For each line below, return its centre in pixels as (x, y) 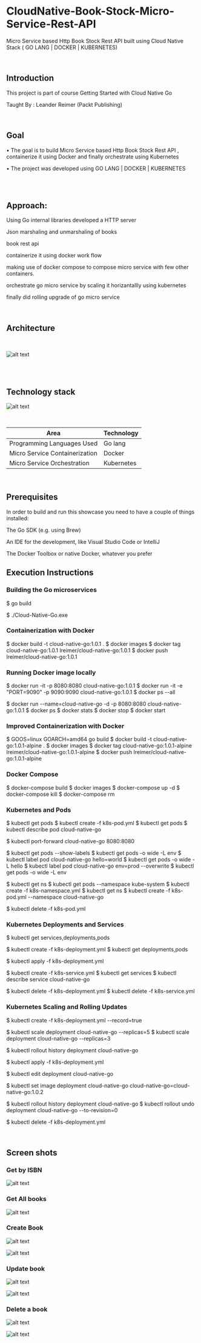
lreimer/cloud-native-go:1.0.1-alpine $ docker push (69, 752)
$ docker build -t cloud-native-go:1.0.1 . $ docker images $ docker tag (94, 644)
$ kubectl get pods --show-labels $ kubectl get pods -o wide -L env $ (94, 853)
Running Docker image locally (51, 672)
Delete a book (27, 1310)
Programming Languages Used (54, 443)
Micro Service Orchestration (49, 463)
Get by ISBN (24, 1170)
